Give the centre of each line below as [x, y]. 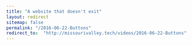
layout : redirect [28, 17]
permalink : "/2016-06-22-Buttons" [49, 28]
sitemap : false [25, 22]
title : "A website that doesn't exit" [54, 11]
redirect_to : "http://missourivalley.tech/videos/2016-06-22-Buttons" [96, 33]
